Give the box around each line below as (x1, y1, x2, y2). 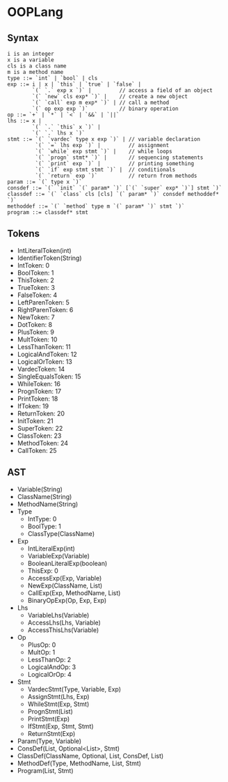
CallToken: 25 (17, 446, 57, 454)
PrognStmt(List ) (27, 707, 73, 715)
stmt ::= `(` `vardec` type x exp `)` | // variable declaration (7, 136, 200, 143)
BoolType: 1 (27, 522, 61, 530)
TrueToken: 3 (17, 283, 56, 291)
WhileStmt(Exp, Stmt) (27, 700, 90, 708)
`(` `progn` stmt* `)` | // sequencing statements (35, 154, 204, 161)
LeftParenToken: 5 (17, 298, 70, 307)
